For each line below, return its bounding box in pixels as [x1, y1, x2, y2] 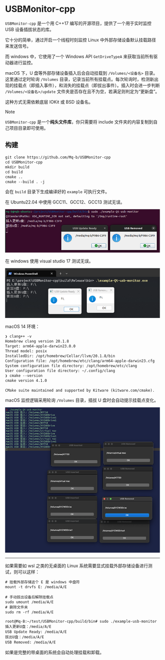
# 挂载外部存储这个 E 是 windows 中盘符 [5, 580, 80, 585]
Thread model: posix [5, 349, 48, 354]
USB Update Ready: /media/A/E [5, 629, 67, 634]
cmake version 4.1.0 [5, 378, 48, 383]
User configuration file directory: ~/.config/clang [5, 369, 115, 373]
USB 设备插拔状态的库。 [5, 26, 54, 32]
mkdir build [5, 165, 29, 170]
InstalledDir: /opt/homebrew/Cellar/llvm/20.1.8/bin [5, 354, 115, 359]
